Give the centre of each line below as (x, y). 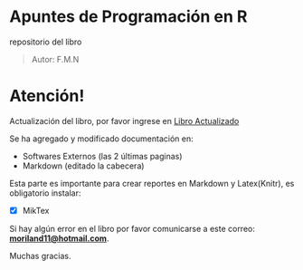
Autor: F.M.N (55, 59)
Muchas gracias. (40, 256)
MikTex (36, 210)
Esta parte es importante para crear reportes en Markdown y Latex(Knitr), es (152, 183)
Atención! (47, 96)
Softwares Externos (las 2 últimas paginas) (102, 156)
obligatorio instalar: (45, 193)
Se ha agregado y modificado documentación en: (101, 139)
